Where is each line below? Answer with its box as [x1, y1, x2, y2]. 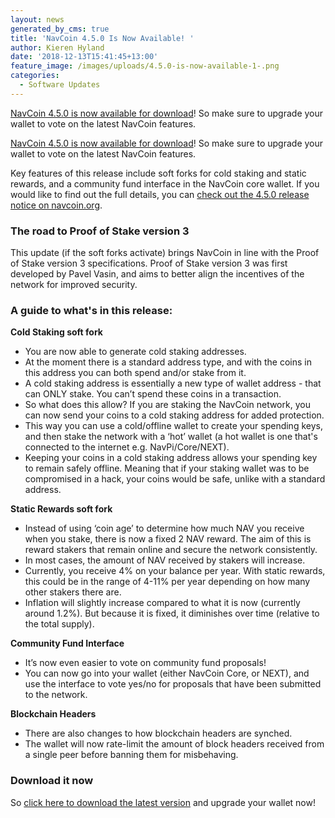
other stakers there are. [24, 586, 122, 598]
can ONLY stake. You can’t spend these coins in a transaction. [24, 388, 282, 400]
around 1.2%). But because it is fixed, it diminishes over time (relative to [24, 607, 320, 620]
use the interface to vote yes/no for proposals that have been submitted [24, 678, 322, 690]
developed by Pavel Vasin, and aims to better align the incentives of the [10, 268, 305, 280]
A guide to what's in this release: [10, 303, 173, 317]
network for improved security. [10, 279, 138, 291]
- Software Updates [19, 80, 101, 90]
